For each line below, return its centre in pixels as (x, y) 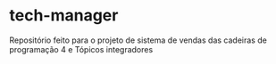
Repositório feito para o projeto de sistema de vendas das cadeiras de (138, 40)
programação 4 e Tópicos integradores (81, 49)
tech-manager (64, 16)
